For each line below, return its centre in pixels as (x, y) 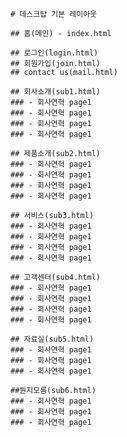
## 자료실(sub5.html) (52, 339)
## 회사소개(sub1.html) (55, 92)
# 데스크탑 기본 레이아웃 (54, 14)
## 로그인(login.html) (54, 53)
